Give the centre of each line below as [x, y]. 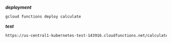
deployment [18, 7]
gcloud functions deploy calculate [43, 17]
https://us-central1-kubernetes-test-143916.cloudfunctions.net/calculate [87, 35]
